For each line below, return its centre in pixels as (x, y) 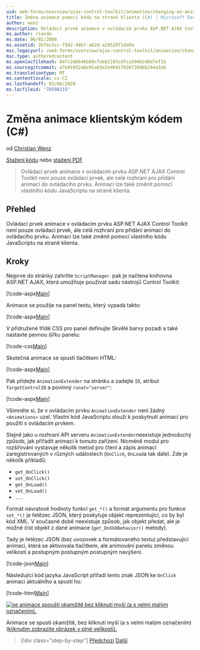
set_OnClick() (32, 479)
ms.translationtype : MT (36, 73)
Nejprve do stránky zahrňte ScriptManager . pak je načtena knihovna (89, 276)
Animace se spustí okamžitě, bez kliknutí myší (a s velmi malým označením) (99, 623)
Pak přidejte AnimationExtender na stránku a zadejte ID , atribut (83, 381)
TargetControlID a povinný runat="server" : (59, 387)
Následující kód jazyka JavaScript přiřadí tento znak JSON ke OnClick (91, 575)
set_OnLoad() (31, 491)
